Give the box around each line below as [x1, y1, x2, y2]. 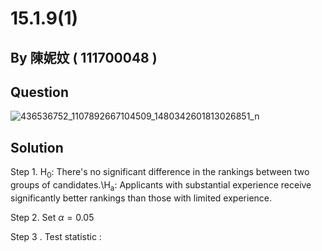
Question [10, 83, 69, 101]
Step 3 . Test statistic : [10, 230, 102, 242]
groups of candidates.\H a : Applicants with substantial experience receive [10, 179, 312, 193]
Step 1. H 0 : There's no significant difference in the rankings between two [10, 166, 310, 180]
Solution [10, 139, 64, 156]
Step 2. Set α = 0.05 [10, 211, 95, 223]
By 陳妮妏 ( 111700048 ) [10, 49, 158, 66]
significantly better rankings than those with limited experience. [10, 192, 273, 204]
